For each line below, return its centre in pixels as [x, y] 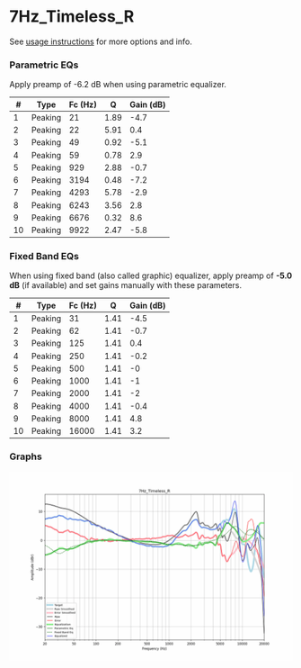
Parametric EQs [44, 65]
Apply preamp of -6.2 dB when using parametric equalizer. [118, 85]
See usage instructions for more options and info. [101, 41]
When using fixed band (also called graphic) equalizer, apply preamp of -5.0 [151, 275]
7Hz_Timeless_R [72, 17]
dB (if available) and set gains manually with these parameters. [126, 285]
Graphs [26, 456]
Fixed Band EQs [44, 256]
